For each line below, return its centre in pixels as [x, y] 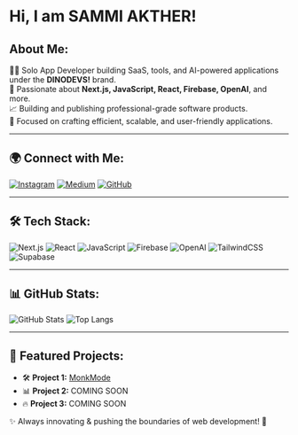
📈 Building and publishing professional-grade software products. [129, 109]
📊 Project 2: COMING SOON [75, 391]
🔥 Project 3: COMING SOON [74, 404]
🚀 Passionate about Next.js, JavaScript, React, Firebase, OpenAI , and [138, 89]
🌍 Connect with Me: [67, 158]
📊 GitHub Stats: [55, 294]
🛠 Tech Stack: [50, 222]
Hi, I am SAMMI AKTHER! [103, 16]
